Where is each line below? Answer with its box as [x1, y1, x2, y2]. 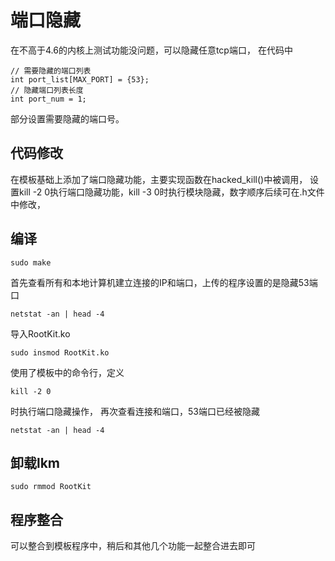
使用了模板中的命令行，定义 [10, 366, 125, 378]
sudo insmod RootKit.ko [10, 347, 110, 358]
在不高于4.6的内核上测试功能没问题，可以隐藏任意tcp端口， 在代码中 [10, 44, 293, 56]
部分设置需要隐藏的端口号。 [10, 112, 125, 125]
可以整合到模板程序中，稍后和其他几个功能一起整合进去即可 [10, 540, 256, 552]
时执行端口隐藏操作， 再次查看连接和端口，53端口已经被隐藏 [10, 405, 260, 417]
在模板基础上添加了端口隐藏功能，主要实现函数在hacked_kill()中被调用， [10, 173, 308, 185]
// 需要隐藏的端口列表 [10, 66, 92, 76]
